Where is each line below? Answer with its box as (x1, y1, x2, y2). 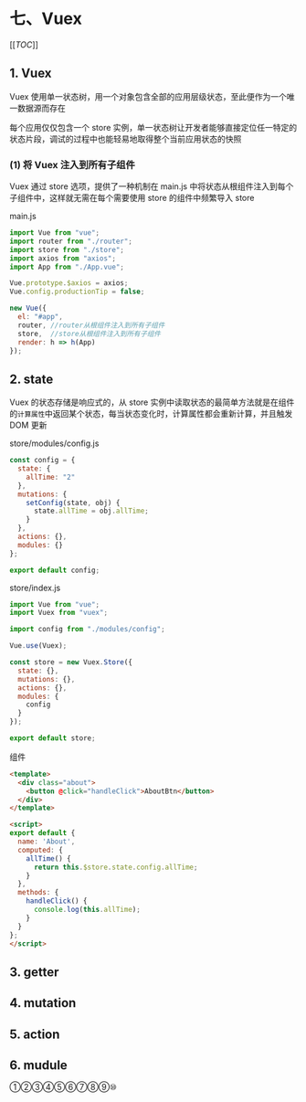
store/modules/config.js (9, 438, 100, 449)
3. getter (9, 964, 59, 980)
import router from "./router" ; (9, 237, 132, 246)
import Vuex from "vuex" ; (9, 609, 108, 618)
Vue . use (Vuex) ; (9, 641, 68, 651)
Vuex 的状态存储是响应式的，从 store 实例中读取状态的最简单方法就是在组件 (9, 397, 295, 408)
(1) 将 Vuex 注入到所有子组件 (9, 158, 135, 171)
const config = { (9, 456, 76, 465)
